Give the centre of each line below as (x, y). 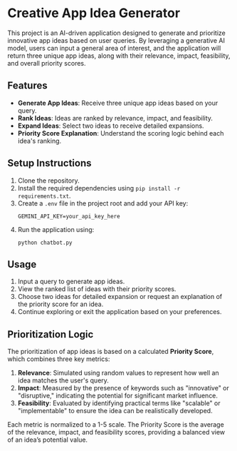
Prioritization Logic (51, 334)
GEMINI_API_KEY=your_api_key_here (69, 216)
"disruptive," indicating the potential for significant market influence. (118, 396)
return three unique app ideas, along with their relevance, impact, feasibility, (119, 56)
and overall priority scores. (47, 63)
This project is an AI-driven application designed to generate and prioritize (116, 33)
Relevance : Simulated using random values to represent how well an (118, 373)
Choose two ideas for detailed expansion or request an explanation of (120, 297)
